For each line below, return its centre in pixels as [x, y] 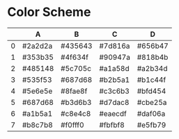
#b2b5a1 [115, 79]
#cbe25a [152, 102]
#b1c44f [151, 79]
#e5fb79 [151, 124]
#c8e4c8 [76, 113]
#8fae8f [74, 91]
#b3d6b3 [76, 102]
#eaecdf [113, 113]
